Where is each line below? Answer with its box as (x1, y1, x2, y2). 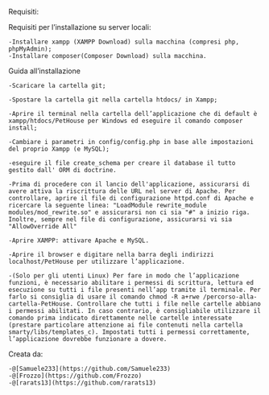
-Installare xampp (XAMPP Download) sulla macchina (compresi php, (8, 38, 240, 46)
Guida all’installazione (8, 66, 81, 76)
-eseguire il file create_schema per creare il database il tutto (8, 159, 236, 167)
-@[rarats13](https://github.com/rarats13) (8, 379, 157, 387)
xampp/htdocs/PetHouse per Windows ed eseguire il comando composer (8, 117, 243, 125)
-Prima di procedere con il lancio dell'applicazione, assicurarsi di (8, 180, 250, 188)
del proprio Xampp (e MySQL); (8, 145, 110, 153)
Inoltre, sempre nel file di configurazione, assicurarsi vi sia (8, 216, 232, 224)
